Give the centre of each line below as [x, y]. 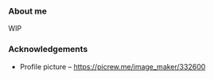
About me [28, 11]
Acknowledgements [48, 49]
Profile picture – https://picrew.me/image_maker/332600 [113, 66]
